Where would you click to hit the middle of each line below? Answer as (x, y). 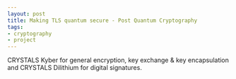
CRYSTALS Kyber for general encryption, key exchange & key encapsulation (118, 60)
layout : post (26, 14)
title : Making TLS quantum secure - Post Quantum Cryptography (102, 20)
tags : (15, 27)
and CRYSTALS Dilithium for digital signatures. (75, 68)
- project (22, 40)
